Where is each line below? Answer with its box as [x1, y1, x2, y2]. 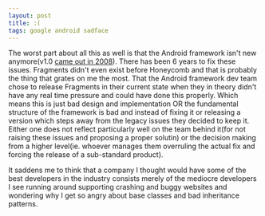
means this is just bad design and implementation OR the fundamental [8, 99, 239, 108]
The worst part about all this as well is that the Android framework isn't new [8, 49, 257, 58]
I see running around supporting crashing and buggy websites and [8, 183, 227, 192]
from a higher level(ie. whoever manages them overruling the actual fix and [8, 141, 255, 151]
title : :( [8, 19, 42, 27]
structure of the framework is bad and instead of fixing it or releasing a [8, 108, 241, 117]
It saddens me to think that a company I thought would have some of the [8, 165, 247, 175]
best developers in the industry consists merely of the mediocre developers [8, 174, 257, 183]
